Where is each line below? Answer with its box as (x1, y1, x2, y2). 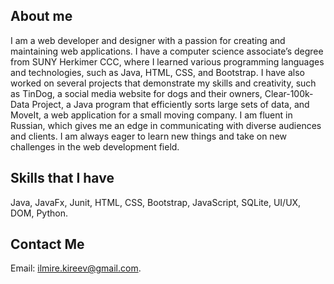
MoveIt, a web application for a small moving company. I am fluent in (10, 109, 293, 121)
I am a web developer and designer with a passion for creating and (10, 34, 286, 46)
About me (10, 8, 73, 25)
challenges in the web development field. (10, 140, 180, 153)
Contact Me (10, 236, 85, 253)
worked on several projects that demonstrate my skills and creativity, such (10, 77, 317, 89)
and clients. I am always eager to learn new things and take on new (10, 130, 287, 142)
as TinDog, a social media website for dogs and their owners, (10, 87, 263, 99)
